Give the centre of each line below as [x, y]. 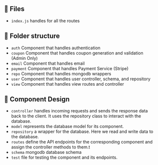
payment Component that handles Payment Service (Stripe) [70, 68]
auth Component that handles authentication [56, 48]
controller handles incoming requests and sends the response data [79, 111]
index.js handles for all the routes [45, 20]
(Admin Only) [24, 58]
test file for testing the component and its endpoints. [64, 157]
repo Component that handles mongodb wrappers [61, 73]
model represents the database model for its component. [67, 127]
